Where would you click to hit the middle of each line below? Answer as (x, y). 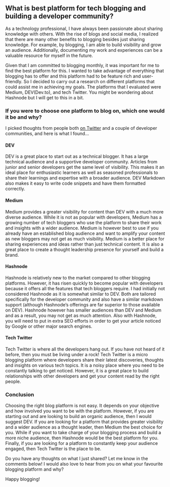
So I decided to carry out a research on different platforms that (89, 81)
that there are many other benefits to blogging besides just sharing (75, 39)
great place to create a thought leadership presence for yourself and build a (84, 249)
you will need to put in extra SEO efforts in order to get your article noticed (83, 321)
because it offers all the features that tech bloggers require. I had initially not (85, 288)
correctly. (15, 189)
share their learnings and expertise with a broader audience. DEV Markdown (85, 178)
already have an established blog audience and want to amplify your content (85, 233)
